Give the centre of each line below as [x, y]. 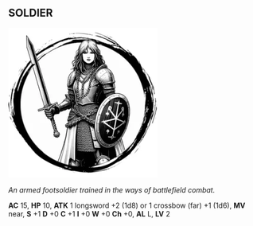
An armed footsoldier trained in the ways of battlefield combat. [112, 189]
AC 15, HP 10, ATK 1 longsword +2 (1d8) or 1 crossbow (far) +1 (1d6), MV [127, 205]
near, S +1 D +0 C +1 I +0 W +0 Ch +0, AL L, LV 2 [90, 213]
